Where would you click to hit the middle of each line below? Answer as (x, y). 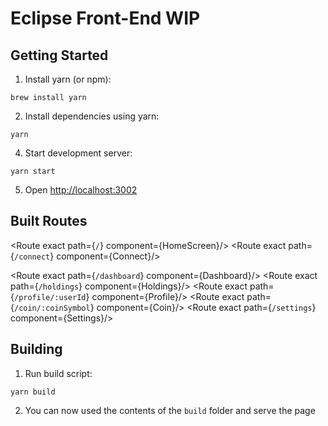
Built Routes (49, 221)
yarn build (33, 392)
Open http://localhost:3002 (81, 190)
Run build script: (58, 373)
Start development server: (78, 153)
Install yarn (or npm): (68, 79)
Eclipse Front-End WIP (105, 18)
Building (36, 349)
